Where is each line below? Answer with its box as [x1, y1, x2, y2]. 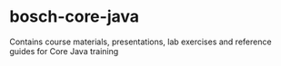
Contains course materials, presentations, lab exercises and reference [9, 36, 272, 47]
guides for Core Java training [9, 45, 119, 56]
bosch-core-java [9, 6, 139, 27]
